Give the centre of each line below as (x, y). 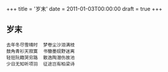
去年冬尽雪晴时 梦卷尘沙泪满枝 (40, 45)
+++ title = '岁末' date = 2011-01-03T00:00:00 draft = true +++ (84, 9)
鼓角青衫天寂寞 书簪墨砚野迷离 (40, 51)
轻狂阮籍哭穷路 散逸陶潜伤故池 (40, 58)
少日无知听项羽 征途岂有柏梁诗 (40, 64)
